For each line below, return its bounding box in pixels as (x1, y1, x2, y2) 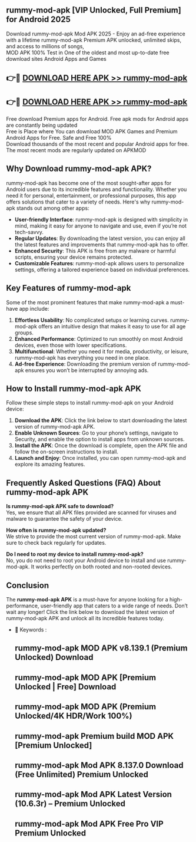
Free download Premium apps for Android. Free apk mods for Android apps (6, 116, 189, 123)
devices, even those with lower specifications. (14, 341, 127, 348)
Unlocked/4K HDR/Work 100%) (14, 711, 132, 721)
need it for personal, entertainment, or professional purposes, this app (6, 192, 177, 199)
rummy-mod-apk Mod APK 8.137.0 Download (14, 761, 184, 771)
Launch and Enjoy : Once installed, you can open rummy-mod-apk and (14, 455, 187, 462)
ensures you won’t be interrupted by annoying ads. (25, 366, 149, 374)
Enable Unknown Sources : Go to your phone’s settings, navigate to (14, 429, 178, 436)
